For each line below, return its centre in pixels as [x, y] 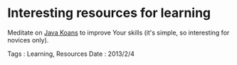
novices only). [28, 40]
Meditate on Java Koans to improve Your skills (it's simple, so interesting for [118, 32]
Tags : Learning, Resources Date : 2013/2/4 [71, 54]
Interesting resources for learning [109, 13]
